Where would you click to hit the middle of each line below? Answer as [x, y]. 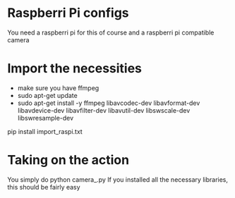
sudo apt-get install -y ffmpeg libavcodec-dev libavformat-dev [109, 103]
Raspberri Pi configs [68, 13]
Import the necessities [75, 69]
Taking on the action [68, 160]
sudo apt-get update [47, 95]
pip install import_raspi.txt [45, 131]
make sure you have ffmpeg [58, 88]
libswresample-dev [46, 118]
